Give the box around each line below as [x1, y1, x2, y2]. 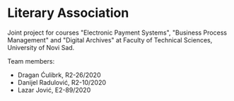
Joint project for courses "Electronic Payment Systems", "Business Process [7, 28, 228, 37]
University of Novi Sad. [7, 43, 75, 52]
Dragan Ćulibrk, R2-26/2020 [17, 71, 101, 79]
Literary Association [7, 5, 129, 21]
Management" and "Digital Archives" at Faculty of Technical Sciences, [7, 35, 213, 44]
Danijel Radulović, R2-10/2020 [17, 78, 106, 86]
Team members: [7, 57, 55, 65]
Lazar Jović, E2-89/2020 [17, 85, 91, 94]
